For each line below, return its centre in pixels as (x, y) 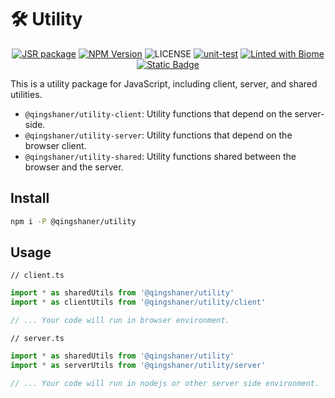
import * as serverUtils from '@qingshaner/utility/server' (138, 365)
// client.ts (37, 276)
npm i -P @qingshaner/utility (73, 221)
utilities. (26, 94)
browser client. (55, 145)
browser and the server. (74, 167)
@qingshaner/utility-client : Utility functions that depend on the (158, 113)
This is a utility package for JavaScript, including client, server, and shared (164, 83)
